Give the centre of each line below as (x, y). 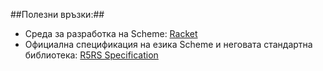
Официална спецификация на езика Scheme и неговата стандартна (168, 44)
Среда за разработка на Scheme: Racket (111, 33)
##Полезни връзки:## (57, 14)
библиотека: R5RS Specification (91, 55)
